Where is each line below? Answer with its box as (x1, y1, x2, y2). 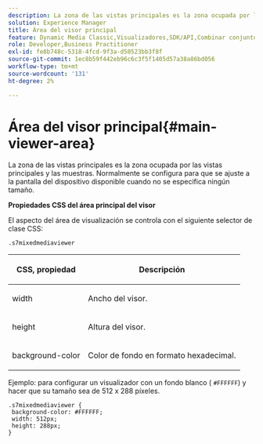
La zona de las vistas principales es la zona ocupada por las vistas (8, 160, 223, 169)
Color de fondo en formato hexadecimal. (87, 350, 236, 361)
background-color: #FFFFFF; (11, 409, 103, 417)
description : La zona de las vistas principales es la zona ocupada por (8, 11, 250, 20)
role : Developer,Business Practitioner (8, 41, 139, 49)
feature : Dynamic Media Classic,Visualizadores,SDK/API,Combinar (8, 33, 225, 42)
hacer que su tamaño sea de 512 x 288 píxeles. (8, 386, 160, 396)
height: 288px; (11, 422, 61, 430)
